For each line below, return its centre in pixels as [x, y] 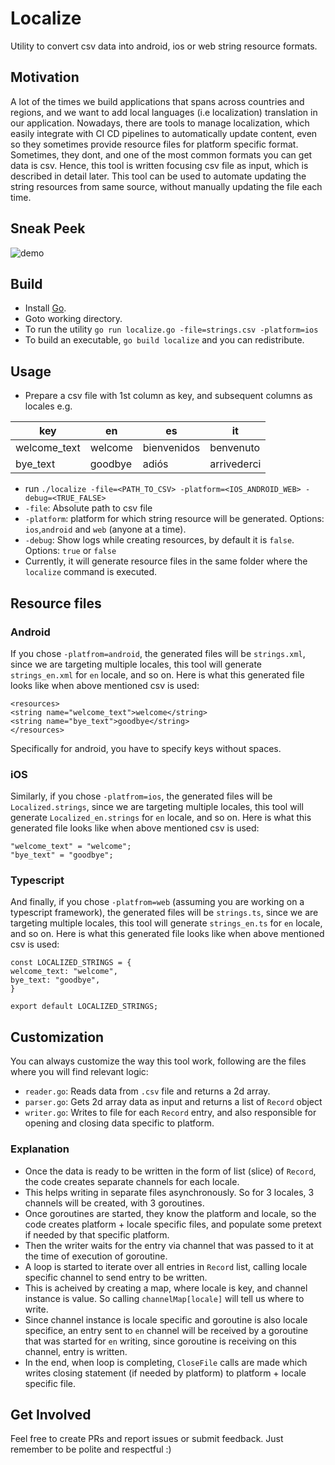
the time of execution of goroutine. [96, 1256]
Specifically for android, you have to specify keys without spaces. [146, 748]
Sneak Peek [48, 228]
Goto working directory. [73, 319]
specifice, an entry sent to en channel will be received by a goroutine [166, 1330]
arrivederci [235, 464]
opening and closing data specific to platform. [119, 1123]
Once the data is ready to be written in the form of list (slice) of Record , [170, 1171]
